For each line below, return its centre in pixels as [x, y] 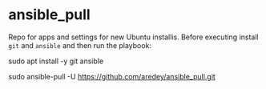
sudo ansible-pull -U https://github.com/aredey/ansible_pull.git [112, 76]
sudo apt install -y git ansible [56, 61]
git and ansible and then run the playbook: [80, 45]
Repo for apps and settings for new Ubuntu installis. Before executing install [133, 37]
